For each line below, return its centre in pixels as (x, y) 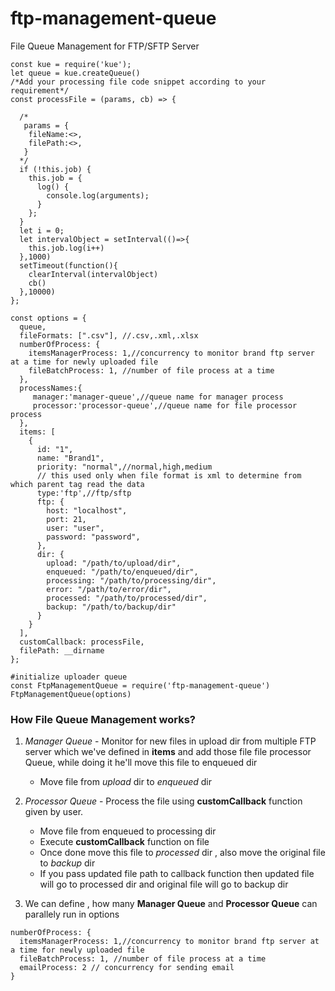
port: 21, (66, 519)
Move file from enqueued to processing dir (128, 831)
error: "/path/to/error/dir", (109, 589)
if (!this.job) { (55, 169)
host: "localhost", (87, 510)
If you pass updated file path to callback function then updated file (177, 874)
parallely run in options (72, 914)
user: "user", (75, 528)
